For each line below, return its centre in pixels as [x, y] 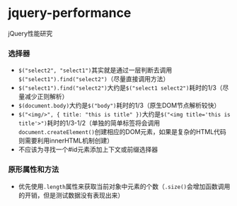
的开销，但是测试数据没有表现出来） [71, 195]
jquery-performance [70, 13]
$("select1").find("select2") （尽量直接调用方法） [94, 79]
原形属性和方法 [34, 169]
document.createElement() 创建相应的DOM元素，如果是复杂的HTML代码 [122, 132]
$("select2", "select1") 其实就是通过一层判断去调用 [95, 70]
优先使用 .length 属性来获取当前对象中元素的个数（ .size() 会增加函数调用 [124, 186]
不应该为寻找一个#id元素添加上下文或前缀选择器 [88, 150]
